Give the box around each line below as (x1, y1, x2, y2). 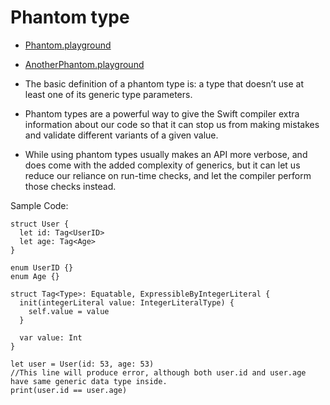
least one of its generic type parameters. (24, 88, 193, 100)
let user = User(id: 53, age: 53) (10, 359, 155, 369)
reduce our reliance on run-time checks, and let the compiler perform (24, 169, 312, 181)
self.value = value (28, 306, 110, 316)
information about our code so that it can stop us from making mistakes (24, 118, 320, 130)
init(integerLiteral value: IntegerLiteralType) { (19, 297, 235, 308)
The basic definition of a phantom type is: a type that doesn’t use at (24, 77, 305, 90)
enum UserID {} (10, 262, 74, 273)
